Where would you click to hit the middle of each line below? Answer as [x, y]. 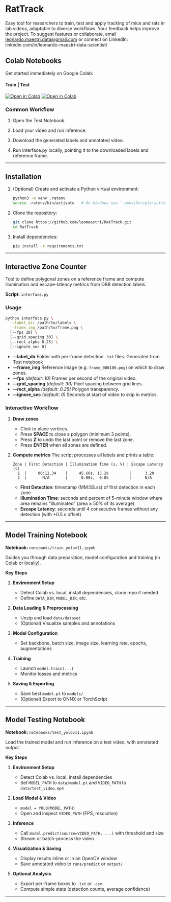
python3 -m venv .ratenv [39, 198]
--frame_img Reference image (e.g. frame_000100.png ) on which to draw [89, 367]
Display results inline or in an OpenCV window [69, 858]
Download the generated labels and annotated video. [68, 141]
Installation [23, 177]
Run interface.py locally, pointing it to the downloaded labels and [80, 150]
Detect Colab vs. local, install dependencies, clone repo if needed [89, 592]
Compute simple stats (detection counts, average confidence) [85, 889]
